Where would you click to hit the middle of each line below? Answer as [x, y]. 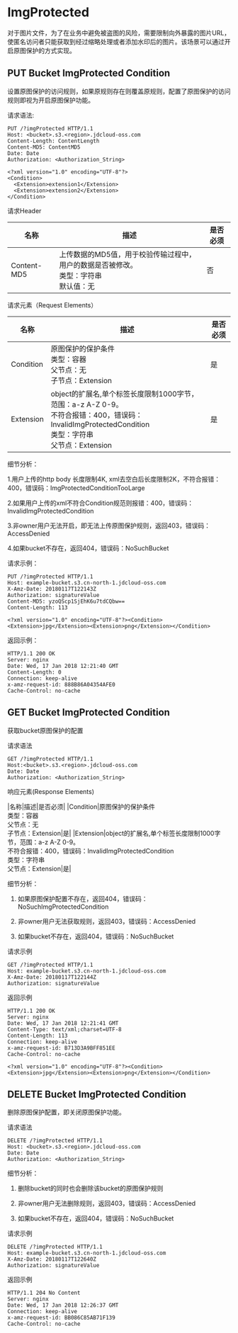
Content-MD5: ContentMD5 [44, 147]
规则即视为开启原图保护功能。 [51, 100]
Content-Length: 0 [34, 672]
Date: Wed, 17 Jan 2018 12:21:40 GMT [63, 666]
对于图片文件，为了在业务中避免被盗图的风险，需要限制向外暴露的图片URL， [119, 33]
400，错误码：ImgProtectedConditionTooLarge [76, 488]
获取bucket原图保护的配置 [45, 730]
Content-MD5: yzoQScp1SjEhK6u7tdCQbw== [66, 601]
